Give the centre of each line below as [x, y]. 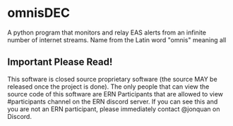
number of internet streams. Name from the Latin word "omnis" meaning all [117, 39]
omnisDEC [39, 13]
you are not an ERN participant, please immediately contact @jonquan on [114, 109]
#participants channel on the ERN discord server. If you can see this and [113, 101]
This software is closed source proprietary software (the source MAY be [112, 79]
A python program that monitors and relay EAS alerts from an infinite [107, 32]
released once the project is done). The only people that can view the [108, 87]
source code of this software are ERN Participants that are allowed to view [115, 94]
